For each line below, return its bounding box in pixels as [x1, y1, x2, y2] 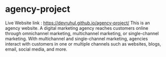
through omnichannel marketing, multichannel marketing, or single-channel [5, 30, 159, 36]
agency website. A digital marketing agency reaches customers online [5, 25, 149, 31]
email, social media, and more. [5, 46, 68, 52]
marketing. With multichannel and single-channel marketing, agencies [5, 36, 148, 42]
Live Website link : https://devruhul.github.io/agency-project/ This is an [5, 20, 150, 26]
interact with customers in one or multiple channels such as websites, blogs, [5, 41, 161, 47]
